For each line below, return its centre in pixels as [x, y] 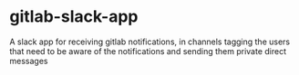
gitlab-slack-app [74, 17]
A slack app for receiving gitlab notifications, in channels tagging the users [149, 42]
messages [29, 61]
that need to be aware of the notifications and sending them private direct [148, 51]
